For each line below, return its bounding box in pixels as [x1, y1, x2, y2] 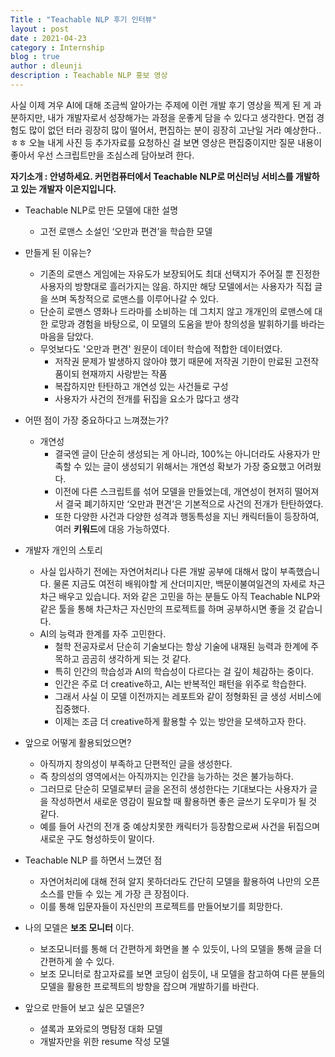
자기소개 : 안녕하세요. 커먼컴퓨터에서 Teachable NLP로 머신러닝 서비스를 [10, 170, 294, 182]
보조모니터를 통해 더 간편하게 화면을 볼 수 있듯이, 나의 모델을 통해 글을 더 [39, 942, 323, 955]
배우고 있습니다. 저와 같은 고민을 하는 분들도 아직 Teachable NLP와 [58, 590, 321, 602]
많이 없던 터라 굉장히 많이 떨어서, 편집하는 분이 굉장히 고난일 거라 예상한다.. [28, 124, 322, 136]
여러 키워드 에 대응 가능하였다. [54, 522, 170, 535]
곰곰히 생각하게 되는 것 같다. [81, 652, 192, 665]
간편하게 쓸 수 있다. [39, 955, 115, 967]
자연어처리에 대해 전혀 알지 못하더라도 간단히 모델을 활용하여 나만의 [39, 875, 302, 887]
